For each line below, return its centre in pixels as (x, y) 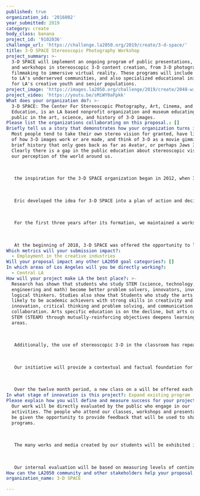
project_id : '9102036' (34, 39)
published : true (26, 12)
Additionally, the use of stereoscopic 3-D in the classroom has (97, 345)
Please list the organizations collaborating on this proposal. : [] (93, 123)
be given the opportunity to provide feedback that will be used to (98, 417)
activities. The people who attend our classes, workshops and (91, 412)
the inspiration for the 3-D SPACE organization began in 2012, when (102, 179)
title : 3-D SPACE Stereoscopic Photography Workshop (73, 51)
